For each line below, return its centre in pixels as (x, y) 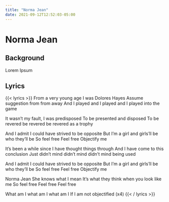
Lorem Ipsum (19, 70)
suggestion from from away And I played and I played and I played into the (82, 103)
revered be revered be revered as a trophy (49, 124)
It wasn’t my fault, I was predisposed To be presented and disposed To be (82, 118)
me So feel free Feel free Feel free (41, 184)
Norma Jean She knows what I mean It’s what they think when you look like (83, 179)
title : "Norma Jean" (27, 10)
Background (25, 58)
